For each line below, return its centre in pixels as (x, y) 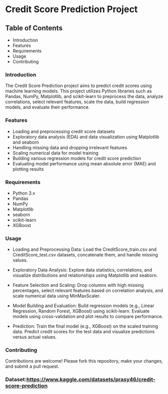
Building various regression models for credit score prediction (77, 158)
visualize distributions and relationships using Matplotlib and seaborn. (85, 275)
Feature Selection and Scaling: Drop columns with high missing (78, 285)
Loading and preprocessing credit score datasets (64, 131)
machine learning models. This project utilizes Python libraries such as (79, 91)
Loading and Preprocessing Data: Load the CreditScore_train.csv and (85, 249)
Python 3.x (24, 193)
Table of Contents (34, 28)
